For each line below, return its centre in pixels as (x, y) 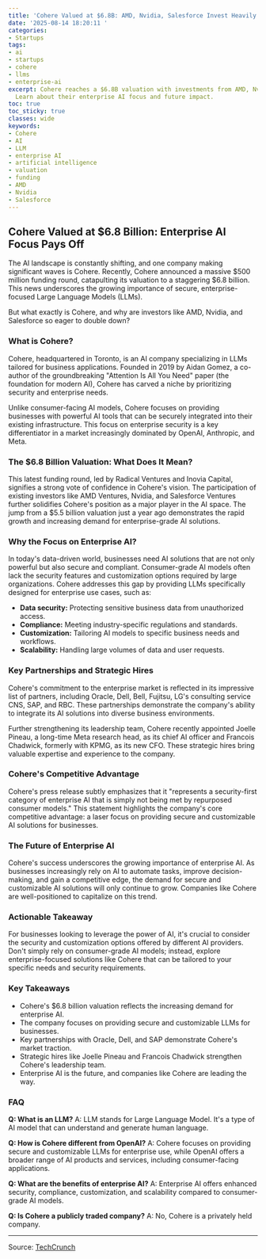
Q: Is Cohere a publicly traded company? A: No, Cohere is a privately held (130, 1215)
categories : (28, 30)
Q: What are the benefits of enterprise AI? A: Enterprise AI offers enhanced (133, 1183)
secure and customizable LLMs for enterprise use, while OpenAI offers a (126, 1151)
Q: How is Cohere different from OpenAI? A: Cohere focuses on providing (129, 1143)
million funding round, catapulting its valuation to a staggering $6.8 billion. (129, 280)
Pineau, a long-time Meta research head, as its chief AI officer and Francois (131, 737)
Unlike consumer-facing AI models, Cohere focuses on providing (114, 407)
